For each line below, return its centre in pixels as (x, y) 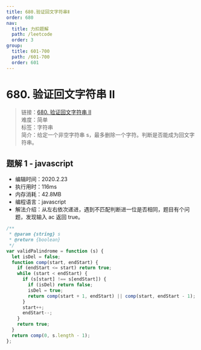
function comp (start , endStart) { (55, 262)
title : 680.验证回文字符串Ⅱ (38, 12)
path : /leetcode (32, 35)
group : (14, 46)
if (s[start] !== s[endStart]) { (64, 279)
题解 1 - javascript (40, 163)
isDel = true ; (46, 290)
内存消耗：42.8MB (38, 194)
